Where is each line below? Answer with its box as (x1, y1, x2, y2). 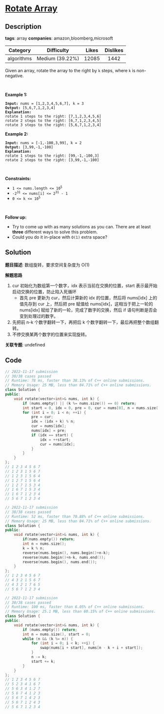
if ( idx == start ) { (31, 432, 73, 437)
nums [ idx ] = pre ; (31, 428, 67, 433)
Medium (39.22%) (36, 55, 80, 61)
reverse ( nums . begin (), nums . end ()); (22, 559, 97, 564)
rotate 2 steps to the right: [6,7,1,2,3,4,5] (5, 118, 102, 123)
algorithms (7, 55, 32, 61)
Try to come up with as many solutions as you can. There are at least (12, 224, 151, 229)
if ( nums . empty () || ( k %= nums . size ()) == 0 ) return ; (22, 401, 137, 406)
